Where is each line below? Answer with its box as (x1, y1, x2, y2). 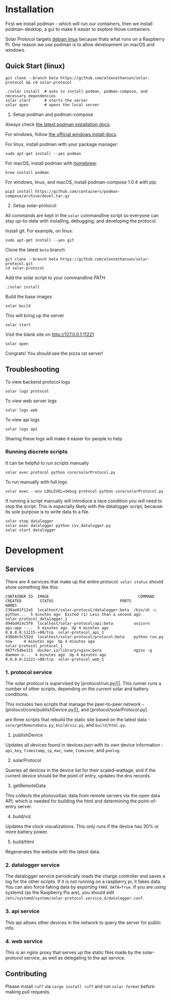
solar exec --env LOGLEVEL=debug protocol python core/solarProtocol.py (5, 488, 164, 494)
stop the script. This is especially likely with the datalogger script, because (5, 503, 163, 509)
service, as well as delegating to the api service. (24, 955, 125, 961)
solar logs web (5, 407, 38, 413)
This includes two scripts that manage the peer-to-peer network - (5, 701, 144, 708)
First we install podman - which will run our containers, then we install (5, 21, 153, 27)
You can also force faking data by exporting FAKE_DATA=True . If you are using (5, 884, 166, 890)
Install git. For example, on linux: (5, 227, 73, 234)
